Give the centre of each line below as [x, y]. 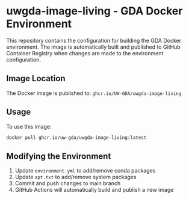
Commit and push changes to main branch [68, 183]
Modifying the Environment [59, 156]
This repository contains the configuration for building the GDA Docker [94, 40]
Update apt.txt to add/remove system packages [76, 177]
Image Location [36, 78]
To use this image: [29, 126]
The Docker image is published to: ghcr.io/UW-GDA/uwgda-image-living [94, 93]
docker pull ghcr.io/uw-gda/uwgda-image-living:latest [76, 137]
